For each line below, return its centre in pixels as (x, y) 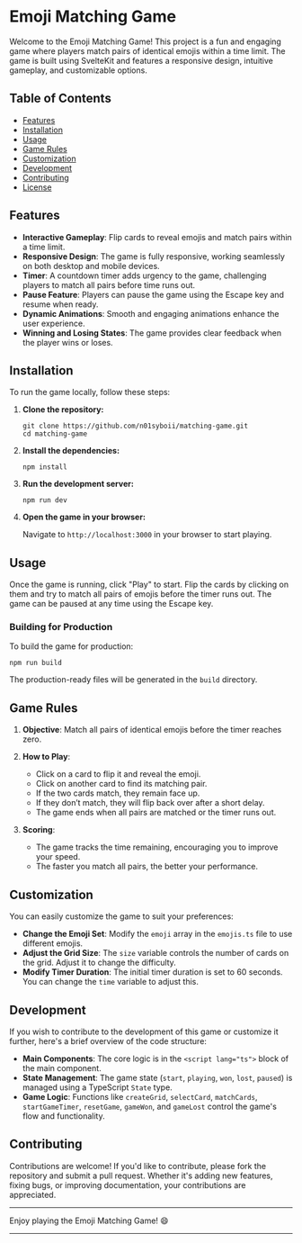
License (37, 187)
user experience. (53, 323)
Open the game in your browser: (84, 517)
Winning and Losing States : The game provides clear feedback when (151, 333)
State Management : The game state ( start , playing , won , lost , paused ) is (157, 1077)
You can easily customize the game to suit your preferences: (121, 916)
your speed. (58, 857)
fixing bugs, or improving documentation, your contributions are (128, 1184)
